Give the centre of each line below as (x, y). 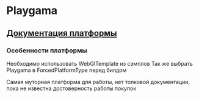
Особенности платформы (47, 51)
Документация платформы (62, 33)
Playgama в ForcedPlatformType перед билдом (67, 70)
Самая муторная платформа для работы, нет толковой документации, (98, 82)
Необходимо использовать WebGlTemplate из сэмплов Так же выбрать (100, 63)
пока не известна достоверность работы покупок (71, 88)
